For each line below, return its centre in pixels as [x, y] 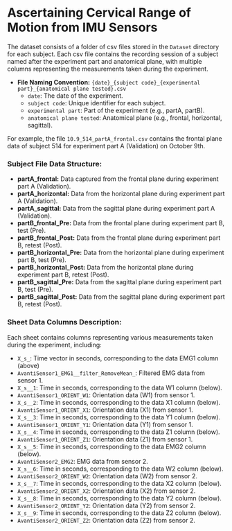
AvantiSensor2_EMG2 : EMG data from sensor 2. [83, 461]
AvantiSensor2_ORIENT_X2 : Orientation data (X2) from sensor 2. [106, 491]
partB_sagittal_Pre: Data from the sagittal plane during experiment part [119, 282]
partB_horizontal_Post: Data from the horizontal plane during [105, 268]
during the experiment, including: [54, 345]
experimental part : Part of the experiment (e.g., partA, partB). [116, 110]
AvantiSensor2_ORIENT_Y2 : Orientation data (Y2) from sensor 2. [106, 505]
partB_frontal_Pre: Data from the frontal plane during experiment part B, [121, 223]
